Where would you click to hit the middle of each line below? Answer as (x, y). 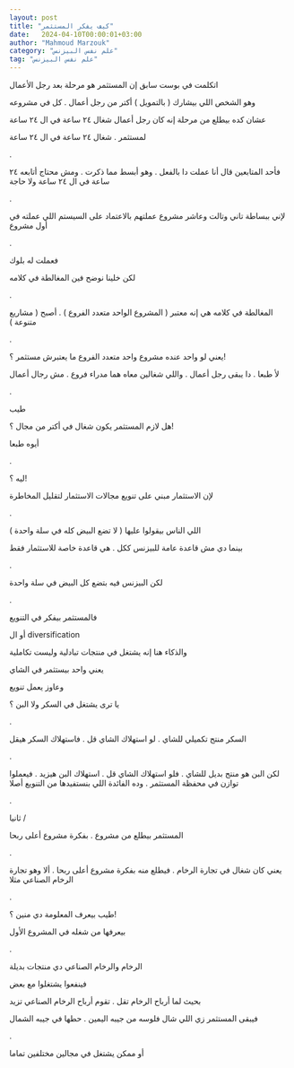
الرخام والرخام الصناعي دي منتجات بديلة (76, 966)
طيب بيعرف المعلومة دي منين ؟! (63, 914)
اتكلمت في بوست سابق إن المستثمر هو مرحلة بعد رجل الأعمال (114, 85)
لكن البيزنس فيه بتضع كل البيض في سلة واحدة (86, 582)
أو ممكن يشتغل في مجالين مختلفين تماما (77, 1053)
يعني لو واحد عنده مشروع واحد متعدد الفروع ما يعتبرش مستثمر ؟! (118, 356)
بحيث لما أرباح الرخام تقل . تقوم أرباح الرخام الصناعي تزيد (105, 1001)
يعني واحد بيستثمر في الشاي (57, 669)
